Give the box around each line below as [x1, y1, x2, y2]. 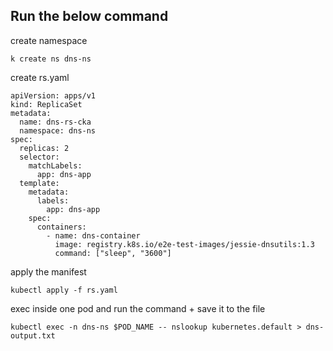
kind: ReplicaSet [10, 99, 83, 109]
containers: [36, 222, 87, 232]
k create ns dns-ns [10, 54, 92, 64]
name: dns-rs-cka [19, 117, 92, 127]
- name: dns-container [46, 230, 141, 241]
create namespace [10, 34, 88, 46]
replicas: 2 [19, 143, 70, 153]
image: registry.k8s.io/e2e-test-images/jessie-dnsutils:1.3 [54, 239, 315, 249]
